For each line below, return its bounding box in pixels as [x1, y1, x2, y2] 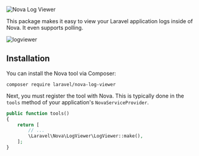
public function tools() [6, 110, 70, 116]
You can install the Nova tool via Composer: [6, 69, 117, 77]
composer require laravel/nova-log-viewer [6, 81, 116, 88]
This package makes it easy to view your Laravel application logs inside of [6, 18, 194, 24]
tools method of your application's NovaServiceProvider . [6, 98, 149, 106]
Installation [6, 54, 50, 64]
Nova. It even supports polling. [6, 24, 84, 31]
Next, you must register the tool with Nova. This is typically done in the [6, 92, 184, 99]
